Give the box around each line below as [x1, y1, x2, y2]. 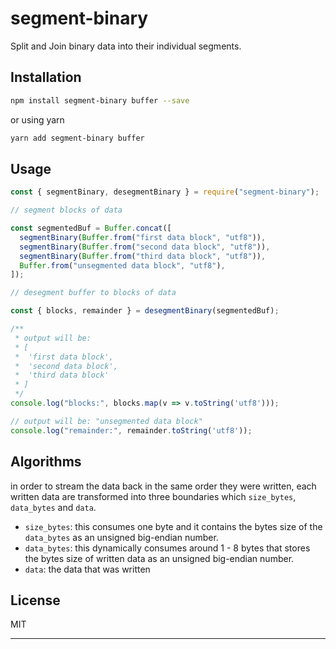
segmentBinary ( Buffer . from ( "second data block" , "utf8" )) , [19, 242, 271, 252]
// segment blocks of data [10, 205, 123, 216]
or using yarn [10, 113, 65, 126]
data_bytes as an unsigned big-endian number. [24, 531, 219, 543]
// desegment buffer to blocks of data [10, 288, 177, 298]
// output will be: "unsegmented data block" [10, 416, 203, 426]
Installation [10, 69, 82, 86]
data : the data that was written [24, 563, 151, 575]
